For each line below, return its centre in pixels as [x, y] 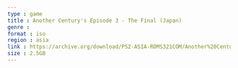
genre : [19, 27]
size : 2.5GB [27, 54]
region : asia [28, 40]
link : [17, 47]
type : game [25, 14]
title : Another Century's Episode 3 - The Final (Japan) [95, 21]
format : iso [27, 34]
